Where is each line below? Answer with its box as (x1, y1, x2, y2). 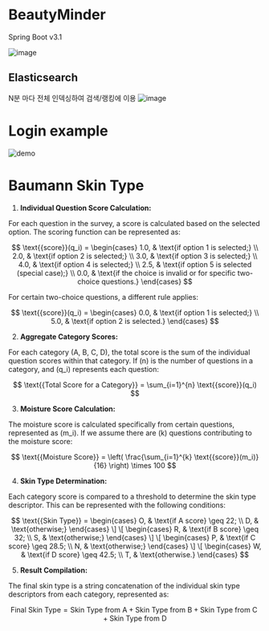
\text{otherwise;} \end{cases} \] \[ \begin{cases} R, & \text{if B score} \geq (10, 524, 259, 534)
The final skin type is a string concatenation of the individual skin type (8, 580, 241, 590)
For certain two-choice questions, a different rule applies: (8, 292, 199, 301)
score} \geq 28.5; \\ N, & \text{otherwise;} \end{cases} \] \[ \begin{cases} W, (8, 541, 262, 551)
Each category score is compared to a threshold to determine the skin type (8, 491, 257, 501)
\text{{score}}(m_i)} (194, 451, 259, 462)
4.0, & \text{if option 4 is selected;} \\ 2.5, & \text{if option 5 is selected (18, 259, 252, 269)
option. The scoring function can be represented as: (8, 227, 181, 237)
